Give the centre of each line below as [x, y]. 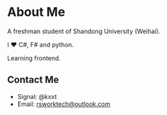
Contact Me [33, 80]
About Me [36, 12]
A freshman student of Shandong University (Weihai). [84, 31]
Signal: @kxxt [37, 96]
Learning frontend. [34, 58]
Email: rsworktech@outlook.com [64, 104]
